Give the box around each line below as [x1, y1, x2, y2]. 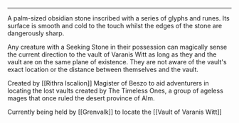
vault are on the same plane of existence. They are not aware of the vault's [7, 58, 227, 66]
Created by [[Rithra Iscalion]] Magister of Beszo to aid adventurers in [7, 79, 210, 87]
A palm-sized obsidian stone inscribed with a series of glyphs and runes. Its [7, 14, 230, 22]
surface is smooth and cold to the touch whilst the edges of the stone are [7, 22, 223, 30]
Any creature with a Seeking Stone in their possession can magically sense [7, 43, 228, 51]
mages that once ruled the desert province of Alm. [7, 94, 155, 102]
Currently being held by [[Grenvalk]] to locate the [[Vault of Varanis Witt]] [7, 107, 222, 116]
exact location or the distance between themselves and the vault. [7, 65, 199, 74]
